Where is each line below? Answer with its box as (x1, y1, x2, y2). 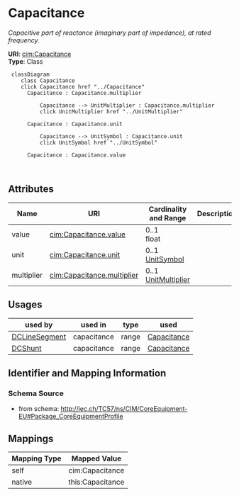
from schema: (18, 405, 60, 413)
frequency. (8, 35, 40, 44)
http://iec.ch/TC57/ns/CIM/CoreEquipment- (60, 405, 188, 413)
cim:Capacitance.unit (49, 249, 121, 259)
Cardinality (148, 204, 187, 214)
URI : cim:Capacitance (8, 50, 72, 58)
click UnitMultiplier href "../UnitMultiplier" (39, 108, 183, 115)
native (11, 477, 33, 487)
